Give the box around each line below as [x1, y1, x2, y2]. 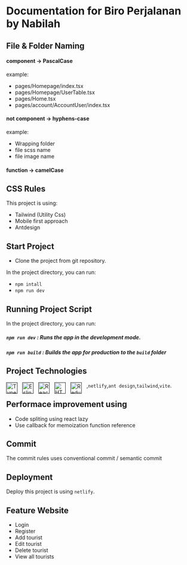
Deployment [6, 472, 53, 482]
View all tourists [14, 553, 54, 560]
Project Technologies [6, 366, 87, 376]
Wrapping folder [14, 139, 56, 147]
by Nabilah [6, 17, 61, 31]
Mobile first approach [14, 217, 68, 225]
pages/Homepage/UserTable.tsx [14, 89, 96, 96]
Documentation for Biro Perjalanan [6, 4, 182, 18]
